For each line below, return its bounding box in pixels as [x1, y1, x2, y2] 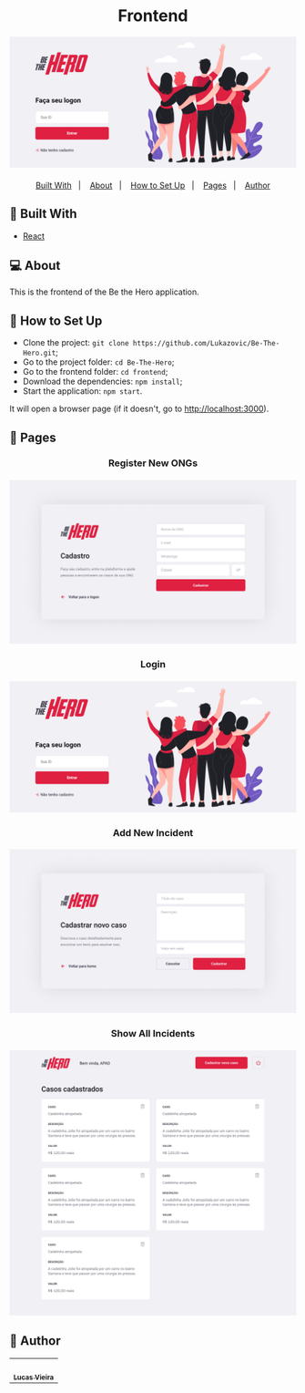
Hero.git [22, 348, 56, 358]
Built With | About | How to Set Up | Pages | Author [35, 180, 271, 191]
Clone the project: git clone [22, 337, 129, 348]
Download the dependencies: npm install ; [22, 376, 183, 387]
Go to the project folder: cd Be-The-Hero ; [22, 356, 175, 367]
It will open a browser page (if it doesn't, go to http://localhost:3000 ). [9, 403, 269, 415]
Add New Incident [112, 826, 194, 839]
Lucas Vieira [13, 1373, 55, 1382]
